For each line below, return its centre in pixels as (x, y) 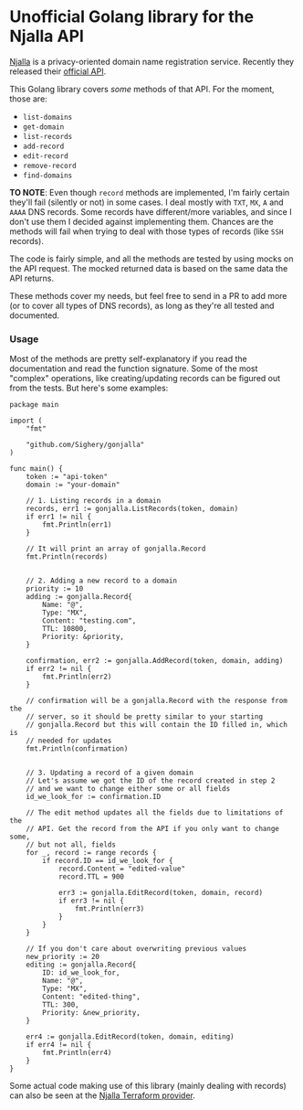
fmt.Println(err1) (77, 525)
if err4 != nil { (59, 1045)
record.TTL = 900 (91, 877)
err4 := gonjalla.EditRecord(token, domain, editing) (130, 1037)
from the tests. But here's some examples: (89, 388)
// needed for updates (69, 741)
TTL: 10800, (65, 629)
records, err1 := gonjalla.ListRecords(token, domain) (132, 509)
